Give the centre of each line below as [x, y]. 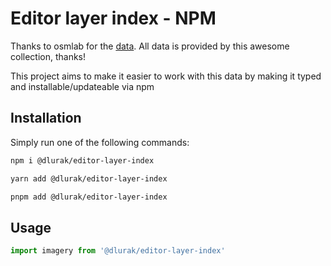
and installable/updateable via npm [82, 86]
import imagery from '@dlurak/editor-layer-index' [118, 251]
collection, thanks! [48, 56]
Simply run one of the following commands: [100, 142]
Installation [46, 118]
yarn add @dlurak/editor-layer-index [89, 178]
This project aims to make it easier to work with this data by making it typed [166, 76]
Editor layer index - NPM [113, 18]
